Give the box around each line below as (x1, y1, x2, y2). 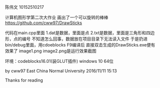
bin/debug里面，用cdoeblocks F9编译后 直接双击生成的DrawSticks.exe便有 (5, 42, 155, 47)
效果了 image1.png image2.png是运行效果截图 (5, 48, 97, 54)
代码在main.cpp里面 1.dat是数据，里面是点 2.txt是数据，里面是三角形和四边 (5, 30, 155, 35)
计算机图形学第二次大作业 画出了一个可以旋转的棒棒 (5, 15, 108, 20)
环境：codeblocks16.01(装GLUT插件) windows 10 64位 (5, 59, 114, 64)
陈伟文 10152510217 (5, 4, 44, 10)
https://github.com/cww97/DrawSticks (5, 20, 82, 26)
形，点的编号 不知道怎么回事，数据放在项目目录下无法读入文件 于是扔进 (5, 36, 148, 42)
